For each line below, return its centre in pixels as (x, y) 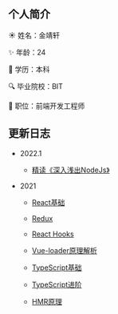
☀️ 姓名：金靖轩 (34, 35)
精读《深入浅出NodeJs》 (71, 170)
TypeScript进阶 (57, 284)
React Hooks (53, 234)
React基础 (48, 202)
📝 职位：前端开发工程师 (47, 106)
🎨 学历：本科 (29, 69)
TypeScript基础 (57, 268)
